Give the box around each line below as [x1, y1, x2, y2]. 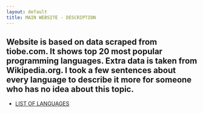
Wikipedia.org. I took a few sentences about [6, 65, 176, 76]
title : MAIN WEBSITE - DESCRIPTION [6, 15, 96, 21]
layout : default [6, 8, 47, 15]
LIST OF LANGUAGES [15, 100, 70, 108]
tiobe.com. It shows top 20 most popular [6, 46, 162, 56]
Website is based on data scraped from [6, 37, 158, 47]
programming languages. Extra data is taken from [6, 56, 198, 66]
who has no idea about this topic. [6, 84, 135, 94]
